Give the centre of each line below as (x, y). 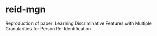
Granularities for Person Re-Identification (48, 28)
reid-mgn (25, 9)
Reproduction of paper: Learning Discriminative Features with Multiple (79, 23)
